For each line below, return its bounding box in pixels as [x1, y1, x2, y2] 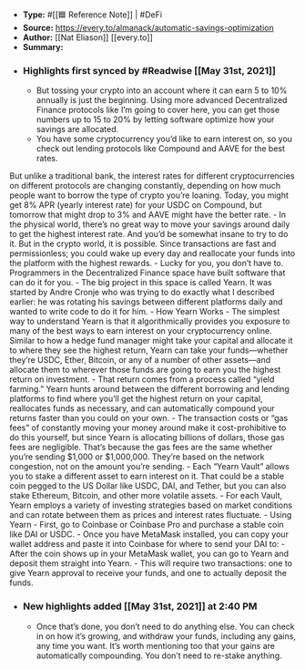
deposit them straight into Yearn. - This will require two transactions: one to [9, 558, 293, 569]
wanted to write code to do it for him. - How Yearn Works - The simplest [9, 306, 280, 317]
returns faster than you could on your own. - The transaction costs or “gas [9, 413, 289, 424]
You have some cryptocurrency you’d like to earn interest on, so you [36, 133, 293, 145]
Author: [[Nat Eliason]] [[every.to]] [22, 32, 153, 43]
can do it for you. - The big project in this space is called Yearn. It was [9, 277, 272, 288]
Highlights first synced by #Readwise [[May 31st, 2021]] [22, 64, 276, 77]
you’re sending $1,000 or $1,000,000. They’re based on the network [9, 451, 265, 462]
